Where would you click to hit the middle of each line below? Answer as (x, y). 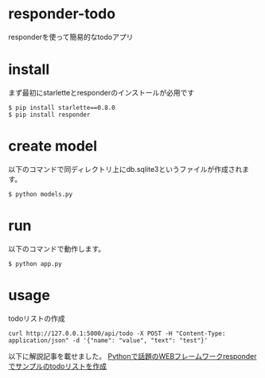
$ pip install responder (49, 115)
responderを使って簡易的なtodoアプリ (71, 37)
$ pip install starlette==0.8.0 (62, 107)
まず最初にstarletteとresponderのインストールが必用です (101, 92)
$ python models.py (41, 194)
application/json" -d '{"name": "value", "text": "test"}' (108, 340)
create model (53, 146)
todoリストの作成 (37, 318)
